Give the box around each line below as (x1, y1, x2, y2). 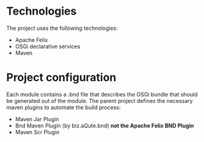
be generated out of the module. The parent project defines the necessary (6, 97, 193, 104)
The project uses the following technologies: (6, 24, 118, 32)
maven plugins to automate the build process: (6, 104, 121, 111)
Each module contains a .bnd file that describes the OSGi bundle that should (6, 90, 198, 98)
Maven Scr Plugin (15, 128, 60, 135)
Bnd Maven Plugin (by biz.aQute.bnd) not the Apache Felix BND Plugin (15, 122, 194, 129)
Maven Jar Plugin (15, 115, 59, 122)
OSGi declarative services (15, 43, 80, 50)
